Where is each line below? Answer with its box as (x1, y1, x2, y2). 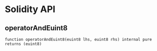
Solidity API (5, 4, 56, 15)
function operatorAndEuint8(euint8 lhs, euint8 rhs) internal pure (5, 37, 152, 42)
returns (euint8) (5, 41, 42, 46)
